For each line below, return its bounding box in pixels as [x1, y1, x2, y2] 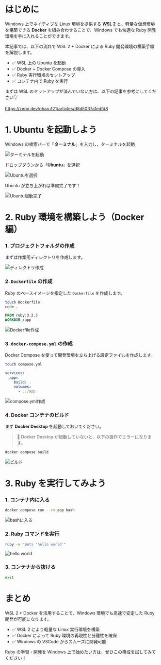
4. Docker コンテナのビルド [5, 411, 69, 418]
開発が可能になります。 [5, 616, 52, 622]
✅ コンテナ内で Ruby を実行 [12, 78, 68, 84]
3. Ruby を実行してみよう [5, 478, 106, 489]
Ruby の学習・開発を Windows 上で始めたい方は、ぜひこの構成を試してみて [5, 649, 156, 655]
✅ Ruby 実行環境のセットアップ [12, 72, 75, 78]
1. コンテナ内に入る [5, 496, 50, 503]
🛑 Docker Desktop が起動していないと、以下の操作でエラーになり [16, 434, 148, 439]
